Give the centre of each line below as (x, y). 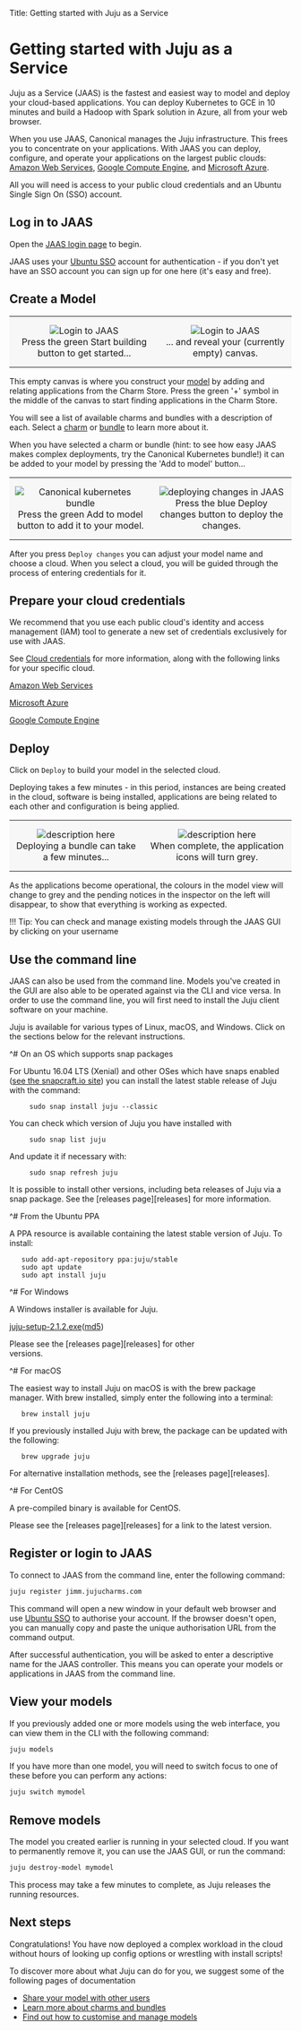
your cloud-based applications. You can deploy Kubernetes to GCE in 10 (142, 102)
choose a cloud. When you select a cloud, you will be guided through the (144, 563)
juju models (31, 1749)
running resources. (44, 1894)
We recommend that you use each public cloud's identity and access (137, 623)
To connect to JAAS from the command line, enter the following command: (147, 1575)
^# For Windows (39, 1292)
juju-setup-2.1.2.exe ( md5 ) (57, 1326)
